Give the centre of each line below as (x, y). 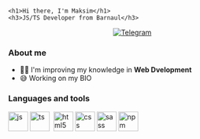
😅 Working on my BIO (56, 79)
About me (28, 53)
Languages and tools (49, 99)
